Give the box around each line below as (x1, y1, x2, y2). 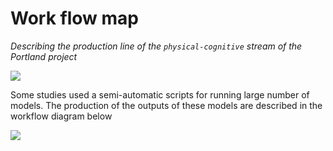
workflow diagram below (10, 110, 113, 122)
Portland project (10, 50, 78, 62)
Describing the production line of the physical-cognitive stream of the (10, 40, 303, 52)
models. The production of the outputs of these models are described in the (10, 99, 323, 111)
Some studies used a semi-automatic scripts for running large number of (10, 88, 310, 101)
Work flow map (10, 7, 139, 30)
